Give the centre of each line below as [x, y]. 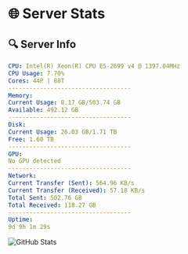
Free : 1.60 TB [31, 139]
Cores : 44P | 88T [36, 81]
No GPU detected [34, 161]
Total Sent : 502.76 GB [45, 197]
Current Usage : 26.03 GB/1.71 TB [63, 132]
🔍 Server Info [42, 44]
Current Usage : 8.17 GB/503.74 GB [65, 103]
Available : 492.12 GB [43, 110]
